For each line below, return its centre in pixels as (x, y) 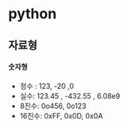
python (33, 14)
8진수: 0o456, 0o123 (53, 106)
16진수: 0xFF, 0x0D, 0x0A (61, 115)
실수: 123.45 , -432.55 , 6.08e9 (70, 95)
